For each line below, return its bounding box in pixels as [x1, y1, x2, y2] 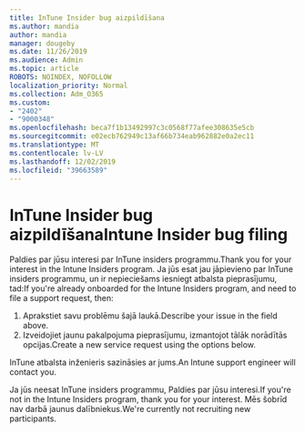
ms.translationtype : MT [9, 140, 100, 149]
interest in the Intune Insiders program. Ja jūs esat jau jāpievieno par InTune [9, 264, 294, 275]
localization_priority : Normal [9, 81, 128, 90]
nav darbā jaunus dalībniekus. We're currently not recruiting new [9, 404, 251, 415]
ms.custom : [9, 97, 51, 107]
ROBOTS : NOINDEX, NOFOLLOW [9, 73, 112, 82]
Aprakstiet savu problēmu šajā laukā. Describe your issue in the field [22, 310, 278, 321]
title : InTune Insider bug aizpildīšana [9, 13, 166, 23]
